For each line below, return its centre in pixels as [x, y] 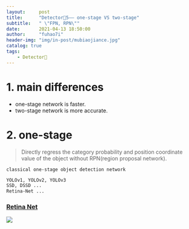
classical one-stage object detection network [66, 169]
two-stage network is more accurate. [61, 111]
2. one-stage [39, 135]
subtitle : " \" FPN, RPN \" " [43, 23]
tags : [13, 52]
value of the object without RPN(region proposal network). [94, 158]
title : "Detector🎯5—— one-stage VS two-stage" [73, 18]
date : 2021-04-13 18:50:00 [48, 29]
